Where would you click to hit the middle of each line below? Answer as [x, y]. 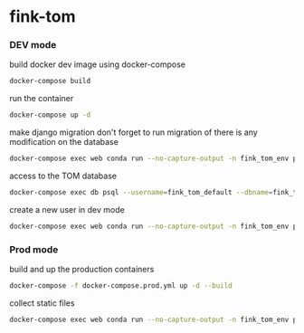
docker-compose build [50, 81]
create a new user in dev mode [67, 209]
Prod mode [34, 249]
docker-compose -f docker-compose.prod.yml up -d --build [121, 286]
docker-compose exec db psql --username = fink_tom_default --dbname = [141, 193]
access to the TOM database [63, 176]
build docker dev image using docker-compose [97, 64]
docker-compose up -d [50, 115]
